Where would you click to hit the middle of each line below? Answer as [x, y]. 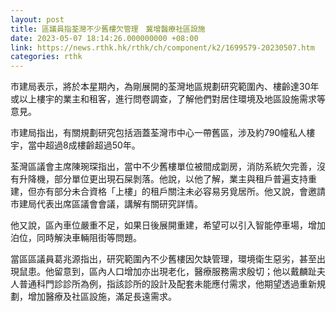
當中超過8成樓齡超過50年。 [84, 145]
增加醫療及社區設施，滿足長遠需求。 [102, 297]
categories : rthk [46, 57]
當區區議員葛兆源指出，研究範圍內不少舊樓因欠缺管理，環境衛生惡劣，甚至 [163, 259]
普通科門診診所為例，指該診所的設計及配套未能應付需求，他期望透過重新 [167, 284]
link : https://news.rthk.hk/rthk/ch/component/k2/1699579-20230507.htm [162, 47]
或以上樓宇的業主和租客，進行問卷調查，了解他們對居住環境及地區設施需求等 [168, 99]
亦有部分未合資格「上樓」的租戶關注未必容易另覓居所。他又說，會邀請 [181, 192]
